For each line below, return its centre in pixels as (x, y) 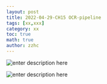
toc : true (19, 34)
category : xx (23, 29)
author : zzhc (23, 46)
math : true (20, 40)
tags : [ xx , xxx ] (25, 23)
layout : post (23, 12)
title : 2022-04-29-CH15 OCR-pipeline (54, 18)
